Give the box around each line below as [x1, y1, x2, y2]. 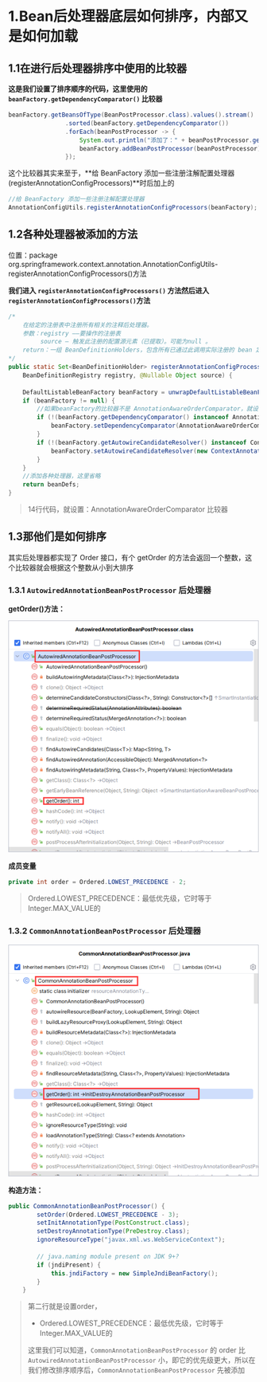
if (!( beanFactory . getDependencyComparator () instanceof [37, 414, 229, 422]
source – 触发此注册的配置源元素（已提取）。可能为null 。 [40, 338, 212, 346]
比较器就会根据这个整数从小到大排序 [14, 563, 133, 572]
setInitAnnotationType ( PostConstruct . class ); [37, 1219, 191, 1227]
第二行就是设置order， [27, 1302, 102, 1311]
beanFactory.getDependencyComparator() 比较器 [8, 94, 163, 104]
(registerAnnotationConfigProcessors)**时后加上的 [8, 179, 175, 188]
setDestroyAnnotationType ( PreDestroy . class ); [37, 1227, 191, 1235]
